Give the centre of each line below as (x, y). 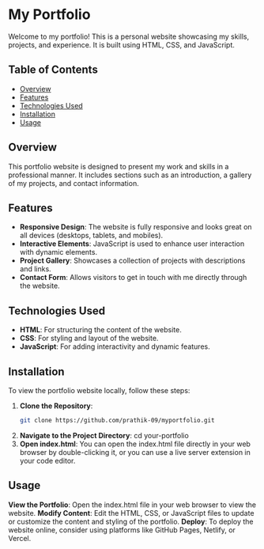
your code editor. (47, 460)
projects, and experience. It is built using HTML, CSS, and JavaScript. (122, 44)
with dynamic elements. (58, 252)
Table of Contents (53, 70)
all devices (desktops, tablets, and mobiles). (91, 236)
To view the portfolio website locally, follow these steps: (99, 390)
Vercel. (20, 538)
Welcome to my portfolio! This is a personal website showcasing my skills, (129, 36)
